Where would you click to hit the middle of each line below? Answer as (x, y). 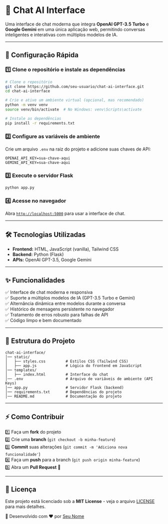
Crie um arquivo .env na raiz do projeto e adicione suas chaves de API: (78, 149)
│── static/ (17, 357)
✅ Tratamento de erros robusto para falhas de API (57, 315)
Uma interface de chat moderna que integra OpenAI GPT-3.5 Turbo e (77, 24)
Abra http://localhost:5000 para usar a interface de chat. (65, 213)
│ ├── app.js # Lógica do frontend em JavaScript (73, 365)
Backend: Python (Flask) (38, 254)
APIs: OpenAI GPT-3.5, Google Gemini (52, 260)
